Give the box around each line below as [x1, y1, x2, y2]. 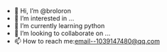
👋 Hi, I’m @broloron [14, 7, 72, 15]
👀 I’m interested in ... [14, 14, 75, 22]
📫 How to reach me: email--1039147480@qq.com [14, 37, 160, 45]
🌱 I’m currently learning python [14, 22, 105, 30]
